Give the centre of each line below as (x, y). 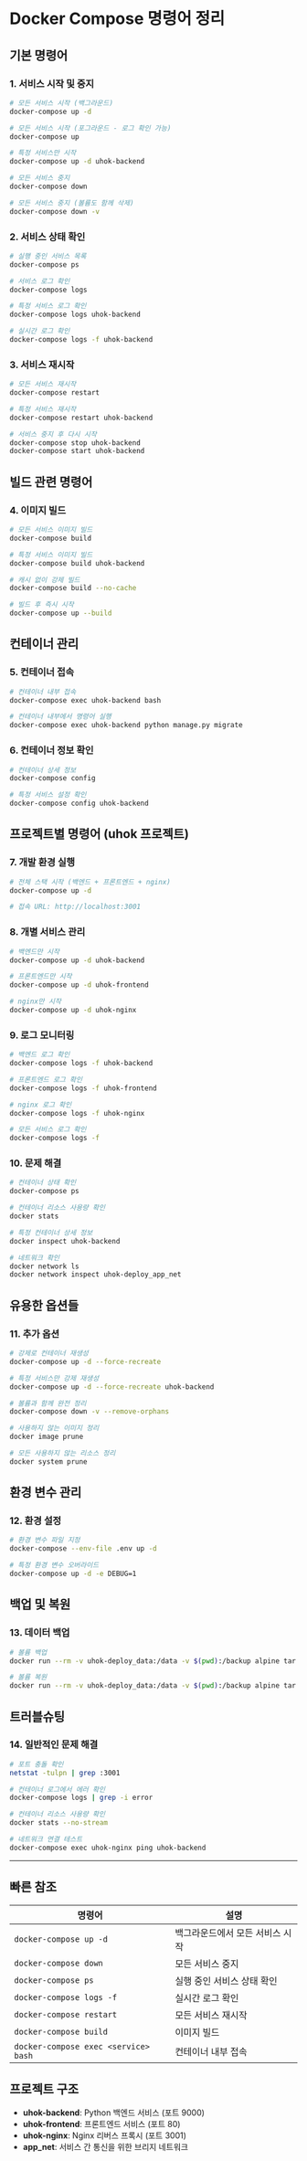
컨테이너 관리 (44, 644)
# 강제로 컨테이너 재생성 (49, 1353)
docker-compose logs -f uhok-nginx (77, 1113)
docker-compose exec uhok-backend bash (85, 700)
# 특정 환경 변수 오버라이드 (54, 1565)
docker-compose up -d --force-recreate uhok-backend (112, 1387)
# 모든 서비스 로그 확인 (48, 1129)
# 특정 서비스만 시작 (43, 153)
